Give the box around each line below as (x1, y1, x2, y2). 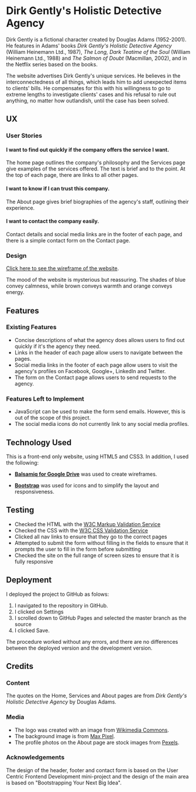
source (14, 620, 32, 627)
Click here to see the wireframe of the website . (6, 265, 119, 272)
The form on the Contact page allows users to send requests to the (14, 374, 177, 381)
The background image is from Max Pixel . (14, 732, 115, 739)
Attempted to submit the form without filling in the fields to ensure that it (14, 539, 188, 546)
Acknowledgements (6, 753, 65, 762)
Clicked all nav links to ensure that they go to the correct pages (14, 533, 167, 540)
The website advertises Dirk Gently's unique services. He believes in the (6, 72, 181, 79)
